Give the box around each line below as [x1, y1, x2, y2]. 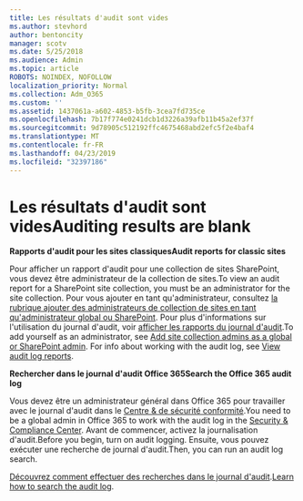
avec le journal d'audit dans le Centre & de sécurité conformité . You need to [9, 405, 291, 416]
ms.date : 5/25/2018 [9, 47, 84, 56]
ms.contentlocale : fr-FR [9, 140, 104, 149]
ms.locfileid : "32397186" [9, 157, 107, 167]
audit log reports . [9, 351, 75, 362]
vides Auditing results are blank [9, 216, 251, 237]
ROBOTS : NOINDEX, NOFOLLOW [9, 73, 112, 82]
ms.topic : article [9, 65, 79, 74]
